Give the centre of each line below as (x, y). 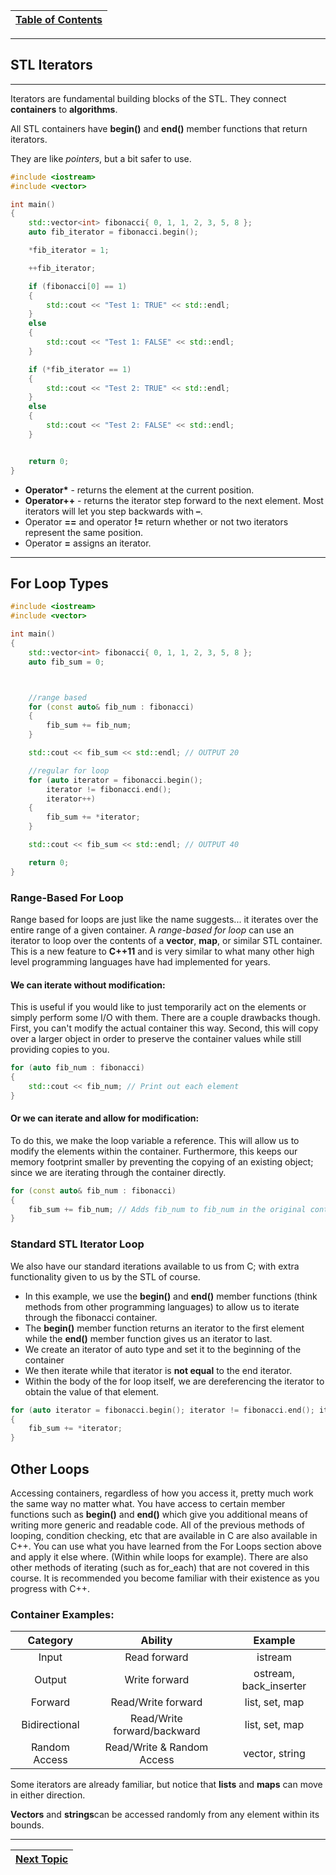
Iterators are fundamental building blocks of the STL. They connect (148, 98)
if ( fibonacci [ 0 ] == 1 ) (78, 286)
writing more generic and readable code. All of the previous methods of (157, 1525)
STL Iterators (51, 65)
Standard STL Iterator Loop (77, 1244)
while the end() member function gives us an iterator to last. (148, 1338)
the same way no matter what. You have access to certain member (148, 1503)
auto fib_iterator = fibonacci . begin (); (113, 232)
